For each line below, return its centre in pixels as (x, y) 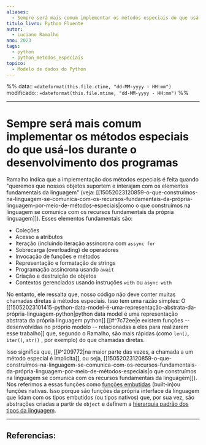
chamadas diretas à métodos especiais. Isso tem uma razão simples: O (96, 301)
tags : (13, 47)
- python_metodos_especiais (48, 58)
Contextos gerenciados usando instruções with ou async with (93, 283)
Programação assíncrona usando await (65, 270)
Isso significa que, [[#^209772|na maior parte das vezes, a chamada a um (100, 352)
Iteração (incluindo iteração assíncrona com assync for (85, 243)
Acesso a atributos (39, 237)
